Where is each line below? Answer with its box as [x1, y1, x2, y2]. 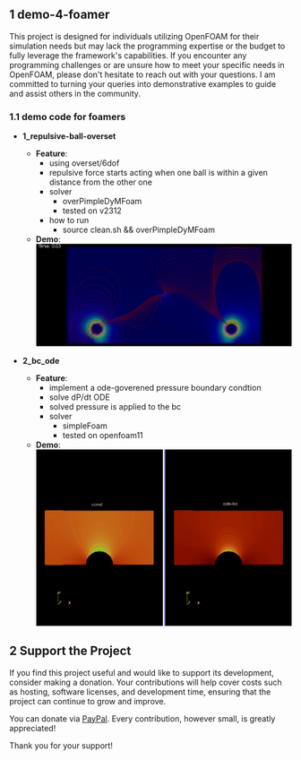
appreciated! [9, 722, 56, 733]
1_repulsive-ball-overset [21, 131, 116, 142]
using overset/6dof [48, 158, 120, 168]
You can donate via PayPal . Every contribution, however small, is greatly [9, 712, 276, 724]
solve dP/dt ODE [48, 392, 110, 402]
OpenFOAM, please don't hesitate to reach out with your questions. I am [9, 69, 276, 80]
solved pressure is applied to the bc [48, 401, 182, 411]
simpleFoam [62, 420, 107, 431]
